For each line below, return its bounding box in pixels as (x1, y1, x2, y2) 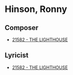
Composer (5, 23, 39, 32)
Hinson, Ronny (5, 3, 67, 15)
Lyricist (5, 51, 29, 59)
